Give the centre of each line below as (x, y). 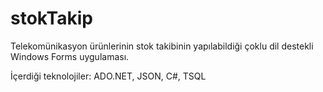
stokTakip (51, 18)
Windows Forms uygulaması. (70, 56)
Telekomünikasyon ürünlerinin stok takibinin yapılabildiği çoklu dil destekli (162, 46)
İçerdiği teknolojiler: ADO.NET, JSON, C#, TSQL (108, 76)
